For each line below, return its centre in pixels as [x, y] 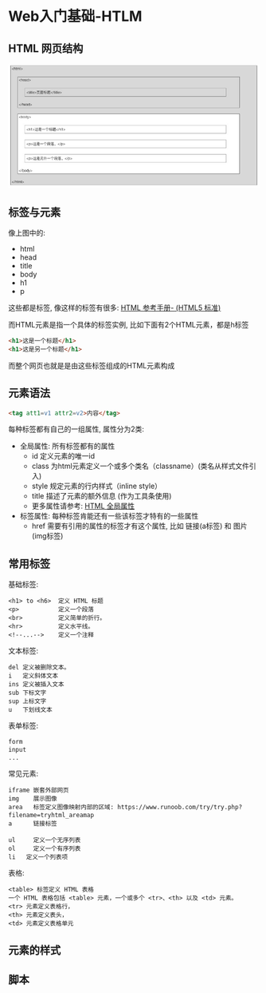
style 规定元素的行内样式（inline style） [96, 486]
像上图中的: [27, 232]
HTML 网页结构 [46, 48]
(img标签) [47, 536]
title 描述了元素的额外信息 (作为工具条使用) [102, 496]
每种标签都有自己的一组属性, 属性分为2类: [76, 429]
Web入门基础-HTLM [75, 16]
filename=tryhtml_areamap [51, 816]
